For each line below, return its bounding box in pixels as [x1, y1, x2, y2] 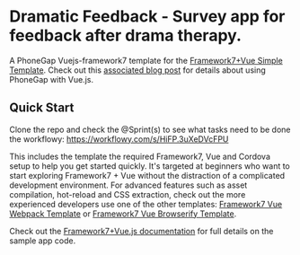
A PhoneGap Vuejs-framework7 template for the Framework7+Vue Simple [9, 55, 283, 66]
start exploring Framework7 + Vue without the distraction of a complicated [9, 170, 286, 180]
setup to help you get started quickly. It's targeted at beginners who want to [9, 160, 290, 171]
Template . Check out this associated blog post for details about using [9, 65, 267, 75]
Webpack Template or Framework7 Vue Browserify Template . [9, 208, 237, 219]
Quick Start [9, 101, 75, 116]
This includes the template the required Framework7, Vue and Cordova [9, 151, 271, 162]
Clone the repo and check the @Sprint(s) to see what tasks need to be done [9, 124, 291, 135]
